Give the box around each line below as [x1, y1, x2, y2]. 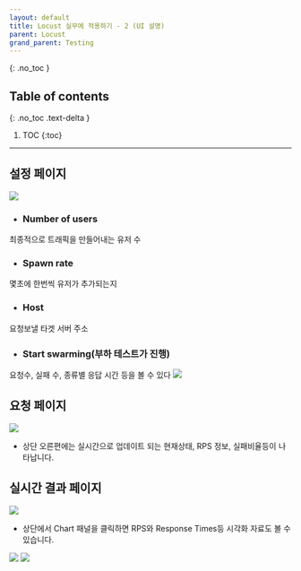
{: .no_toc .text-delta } [9, 113, 90, 124]
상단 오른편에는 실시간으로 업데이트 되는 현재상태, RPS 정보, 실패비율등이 [21, 440, 277, 451]
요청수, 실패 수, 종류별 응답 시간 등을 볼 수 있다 [9, 369, 172, 381]
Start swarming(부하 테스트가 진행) [21, 347, 170, 359]
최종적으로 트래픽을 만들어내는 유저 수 [9, 234, 142, 245]
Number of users [21, 212, 99, 225]
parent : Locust [9, 30, 66, 39]
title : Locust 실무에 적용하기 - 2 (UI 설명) [9, 22, 166, 30]
